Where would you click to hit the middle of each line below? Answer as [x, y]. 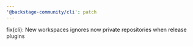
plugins [16, 36]
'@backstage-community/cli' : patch [52, 12]
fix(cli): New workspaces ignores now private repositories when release [97, 29]
